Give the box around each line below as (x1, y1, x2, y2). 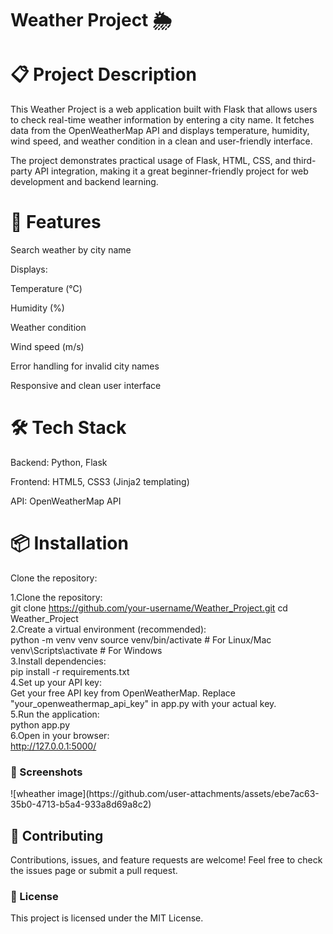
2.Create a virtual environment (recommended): (10, 623, 207, 635)
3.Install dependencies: (10, 655, 107, 667)
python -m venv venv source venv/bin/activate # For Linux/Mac (10, 633, 272, 646)
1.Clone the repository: (10, 591, 103, 603)
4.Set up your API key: (10, 676, 102, 688)
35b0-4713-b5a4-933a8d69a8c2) (10, 798, 152, 811)
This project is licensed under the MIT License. (10, 912, 204, 924)
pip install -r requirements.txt (10, 665, 130, 677)
